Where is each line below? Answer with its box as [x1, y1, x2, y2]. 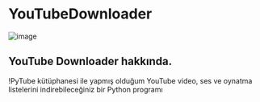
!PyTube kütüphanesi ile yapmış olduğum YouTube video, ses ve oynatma [8, 75, 253, 85]
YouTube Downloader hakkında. [8, 55, 172, 68]
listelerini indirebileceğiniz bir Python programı [8, 84, 163, 94]
